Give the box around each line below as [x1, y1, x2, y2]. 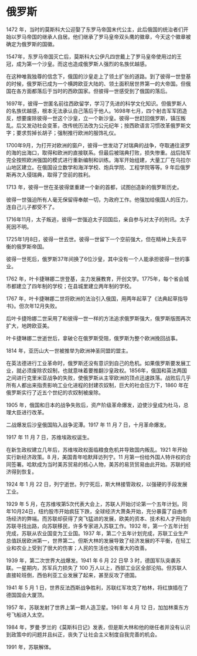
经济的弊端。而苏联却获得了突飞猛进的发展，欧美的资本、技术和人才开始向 [11, 515, 191, 522]
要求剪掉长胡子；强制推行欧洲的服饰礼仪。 [16, 129, 119, 136]
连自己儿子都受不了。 [6, 203, 57, 210]
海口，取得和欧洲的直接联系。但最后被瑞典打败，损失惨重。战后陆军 [26, 149, 191, 156]
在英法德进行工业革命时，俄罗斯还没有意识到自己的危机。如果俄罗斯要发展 [6, 359, 186, 367]
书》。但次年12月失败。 [6, 302, 60, 309]
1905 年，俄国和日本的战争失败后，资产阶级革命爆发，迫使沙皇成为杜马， [6, 401, 184, 408]
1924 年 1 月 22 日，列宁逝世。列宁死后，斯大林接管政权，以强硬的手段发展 [6, 481, 188, 488]
